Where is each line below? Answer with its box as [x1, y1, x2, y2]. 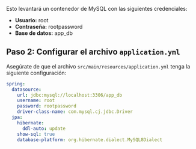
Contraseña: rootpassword [14, 23, 83, 30]
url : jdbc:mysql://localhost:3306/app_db [17, 92, 122, 98]
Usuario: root [14, 17, 49, 23]
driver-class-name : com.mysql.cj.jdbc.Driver [17, 109, 133, 115]
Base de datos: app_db [14, 29, 73, 37]
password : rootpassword [17, 103, 77, 109]
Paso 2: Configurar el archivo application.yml [6, 47, 180, 57]
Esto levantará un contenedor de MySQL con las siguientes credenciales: [6, 5, 188, 12]
